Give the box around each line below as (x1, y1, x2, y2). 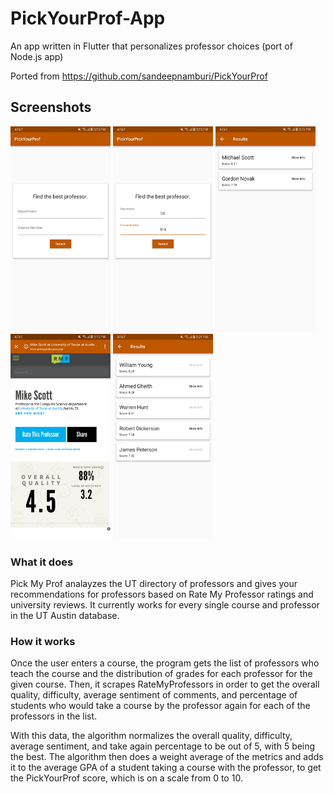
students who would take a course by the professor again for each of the (10, 700, 311, 712)
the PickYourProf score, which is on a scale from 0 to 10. (10, 772, 243, 784)
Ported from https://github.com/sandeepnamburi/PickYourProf (10, 70, 268, 82)
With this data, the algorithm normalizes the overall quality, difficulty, (10, 730, 293, 742)
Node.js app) (10, 50, 64, 62)
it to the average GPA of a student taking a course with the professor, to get (10, 762, 322, 774)
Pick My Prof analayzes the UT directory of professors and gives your (10, 578, 298, 590)
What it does (10, 555, 74, 569)
